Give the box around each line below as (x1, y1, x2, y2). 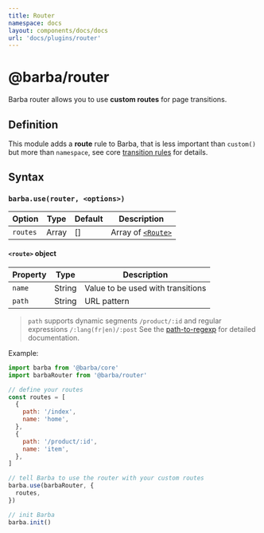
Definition (8, 117, 58, 132)
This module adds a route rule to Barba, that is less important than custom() (8, 139, 256, 148)
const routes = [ (8, 393, 66, 401)
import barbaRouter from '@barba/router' (8, 371, 148, 379)
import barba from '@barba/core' (8, 364, 119, 372)
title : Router (8, 11, 56, 20)
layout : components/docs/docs (8, 26, 109, 34)
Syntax (8, 171, 45, 184)
